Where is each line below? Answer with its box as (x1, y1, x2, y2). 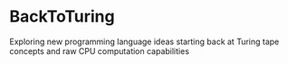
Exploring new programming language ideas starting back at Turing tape (9, 36, 280, 47)
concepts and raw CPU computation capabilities (9, 45, 190, 56)
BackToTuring (9, 6, 115, 27)
